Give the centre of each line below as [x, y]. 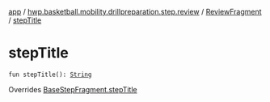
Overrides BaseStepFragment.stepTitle [73, 89]
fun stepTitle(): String [50, 74]
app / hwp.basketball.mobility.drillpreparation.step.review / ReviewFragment [135, 12]
